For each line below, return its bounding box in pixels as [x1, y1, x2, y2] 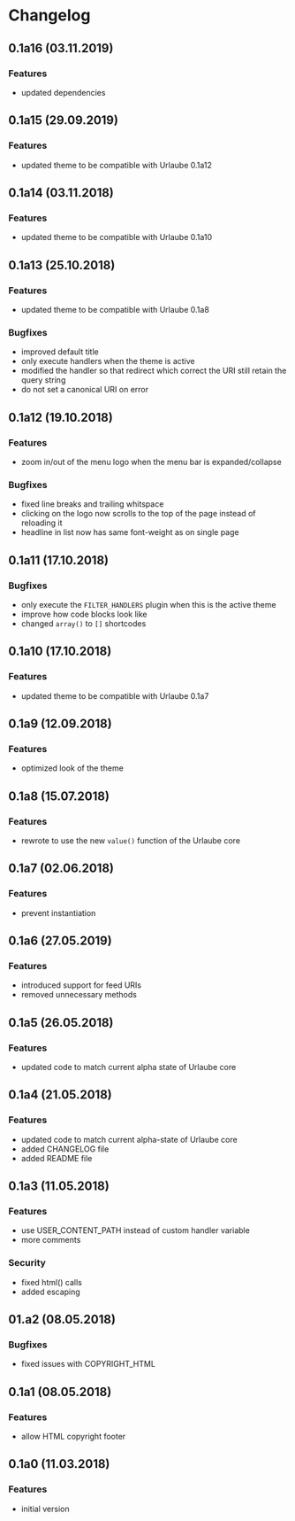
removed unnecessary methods [20, 989, 138, 1000]
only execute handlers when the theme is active [20, 356, 195, 367]
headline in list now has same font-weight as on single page [20, 527, 239, 538]
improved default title [20, 346, 99, 357]
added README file [20, 1152, 93, 1163]
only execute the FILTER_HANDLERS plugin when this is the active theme [20, 599, 276, 609]
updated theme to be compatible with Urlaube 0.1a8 [20, 304, 209, 314]
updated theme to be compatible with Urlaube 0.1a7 [20, 690, 209, 701]
